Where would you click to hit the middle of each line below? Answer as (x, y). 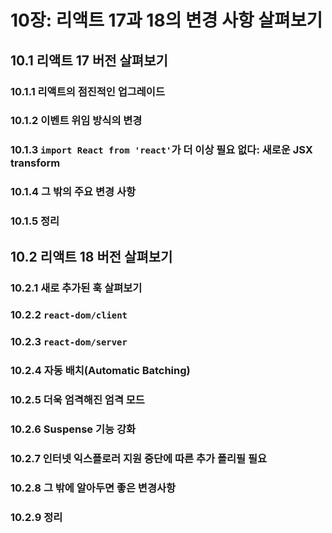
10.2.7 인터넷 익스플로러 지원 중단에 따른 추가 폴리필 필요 (139, 459)
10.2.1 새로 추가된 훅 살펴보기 (76, 288)
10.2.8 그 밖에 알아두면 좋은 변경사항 (93, 488)
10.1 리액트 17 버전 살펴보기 (89, 60)
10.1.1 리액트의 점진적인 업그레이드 (87, 91)
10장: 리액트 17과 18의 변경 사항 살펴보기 (166, 20)
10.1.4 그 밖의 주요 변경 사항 (73, 192)
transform (35, 163)
